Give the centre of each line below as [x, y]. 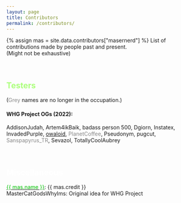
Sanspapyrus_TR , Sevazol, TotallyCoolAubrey [63, 140]
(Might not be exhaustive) [39, 53]
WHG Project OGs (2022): [40, 114]
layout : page [23, 12]
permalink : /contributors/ [41, 23]
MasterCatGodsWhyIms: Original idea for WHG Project [75, 194]
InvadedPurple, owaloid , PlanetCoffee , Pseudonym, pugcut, [81, 134]
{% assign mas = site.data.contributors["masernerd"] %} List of [86, 41]
